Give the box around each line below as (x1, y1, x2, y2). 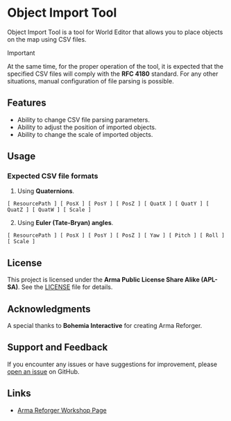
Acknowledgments (7, 303, 92, 315)
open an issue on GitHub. (7, 367, 80, 376)
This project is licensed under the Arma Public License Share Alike (7, 276, 200, 284)
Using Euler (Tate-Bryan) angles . (17, 219, 114, 227)
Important (7, 49, 35, 57)
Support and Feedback (7, 342, 108, 354)
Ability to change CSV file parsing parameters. (17, 115, 151, 124)
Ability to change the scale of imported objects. (17, 130, 153, 138)
